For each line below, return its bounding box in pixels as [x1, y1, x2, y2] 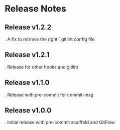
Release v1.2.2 [5, 23, 52, 31]
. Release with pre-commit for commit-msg [5, 91, 94, 97]
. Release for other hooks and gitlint [5, 63, 78, 70]
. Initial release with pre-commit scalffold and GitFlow [5, 119, 115, 125]
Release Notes [5, 3, 66, 14]
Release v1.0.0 [5, 106, 52, 115]
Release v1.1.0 [5, 78, 50, 87]
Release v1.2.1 [5, 50, 50, 59]
